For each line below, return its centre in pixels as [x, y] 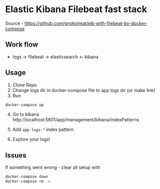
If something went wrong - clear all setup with [53, 167]
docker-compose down [27, 177]
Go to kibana [26, 114]
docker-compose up [24, 105]
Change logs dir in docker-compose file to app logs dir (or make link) [84, 90]
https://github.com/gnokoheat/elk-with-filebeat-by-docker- [86, 23]
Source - [14, 23]
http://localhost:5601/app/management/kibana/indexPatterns [76, 120]
